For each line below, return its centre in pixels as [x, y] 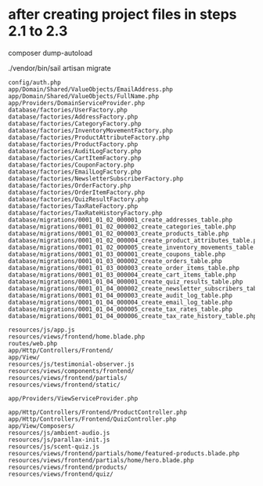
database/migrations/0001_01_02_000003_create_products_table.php [119, 233]
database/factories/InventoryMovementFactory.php [91, 130]
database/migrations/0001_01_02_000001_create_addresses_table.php [121, 220]
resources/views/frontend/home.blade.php [77, 336]
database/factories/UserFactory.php [68, 110]
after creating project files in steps [122, 15]
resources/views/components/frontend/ [71, 371]
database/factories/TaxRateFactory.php [73, 206]
